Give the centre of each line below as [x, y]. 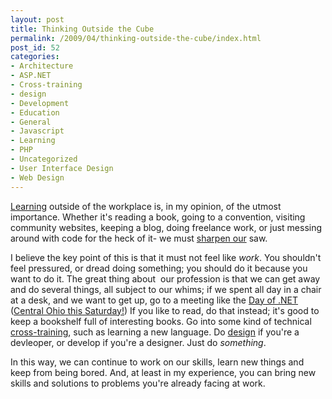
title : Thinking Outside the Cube [82, 29]
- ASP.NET [31, 76]
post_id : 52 [35, 47]
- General [31, 122]
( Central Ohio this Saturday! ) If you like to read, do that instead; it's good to [165, 310]
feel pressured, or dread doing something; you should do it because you [159, 268]
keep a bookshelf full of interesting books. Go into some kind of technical [161, 321]
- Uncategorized [44, 159]
